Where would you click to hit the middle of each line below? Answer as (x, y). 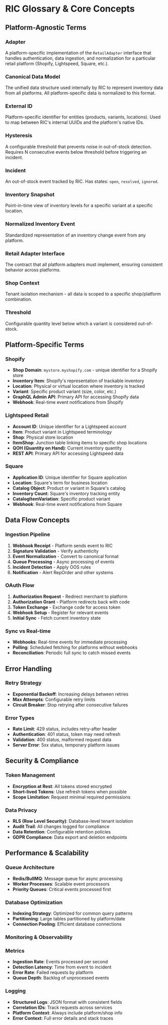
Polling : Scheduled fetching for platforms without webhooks (75, 647)
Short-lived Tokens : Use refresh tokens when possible (69, 791)
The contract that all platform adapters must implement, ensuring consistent (84, 264)
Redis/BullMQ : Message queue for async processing (67, 878)
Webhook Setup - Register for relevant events (60, 613)
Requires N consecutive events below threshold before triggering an (76, 152)
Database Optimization (34, 902)
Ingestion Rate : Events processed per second (60, 962)
